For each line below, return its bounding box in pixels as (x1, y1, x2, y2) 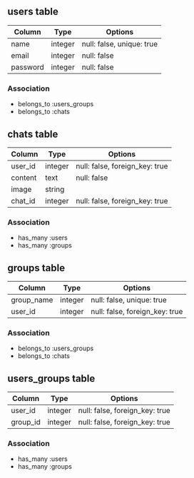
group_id (11, 417, 41, 427)
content (11, 173, 37, 183)
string (45, 184, 65, 194)
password (11, 62, 44, 72)
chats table (7, 128, 58, 140)
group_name (11, 295, 53, 305)
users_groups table (7, 372, 96, 385)
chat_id (11, 195, 36, 205)
